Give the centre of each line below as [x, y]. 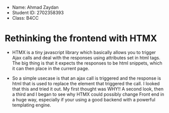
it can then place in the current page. [51, 68]
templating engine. [32, 105]
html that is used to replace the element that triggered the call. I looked [86, 83]
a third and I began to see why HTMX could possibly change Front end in [88, 94]
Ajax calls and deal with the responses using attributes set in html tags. [86, 58]
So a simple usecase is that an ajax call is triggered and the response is [87, 78]
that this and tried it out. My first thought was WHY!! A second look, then [88, 89]
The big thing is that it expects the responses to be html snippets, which [87, 63]
